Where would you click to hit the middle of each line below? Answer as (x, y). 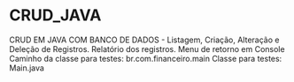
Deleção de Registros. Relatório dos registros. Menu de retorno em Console (147, 48)
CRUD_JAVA (55, 15)
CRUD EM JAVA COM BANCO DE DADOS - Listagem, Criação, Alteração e (144, 40)
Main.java (27, 68)
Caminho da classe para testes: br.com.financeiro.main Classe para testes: (146, 58)
